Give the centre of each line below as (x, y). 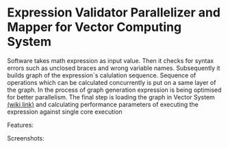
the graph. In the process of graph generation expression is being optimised (114, 90)
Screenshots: (26, 138)
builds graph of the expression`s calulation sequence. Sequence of (102, 75)
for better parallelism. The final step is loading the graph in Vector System (111, 97)
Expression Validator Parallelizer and (114, 13)
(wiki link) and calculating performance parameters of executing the (103, 104)
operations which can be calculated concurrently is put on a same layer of (112, 82)
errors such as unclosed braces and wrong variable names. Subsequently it (114, 68)
